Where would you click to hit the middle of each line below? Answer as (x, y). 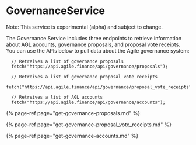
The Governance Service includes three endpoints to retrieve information (94, 38)
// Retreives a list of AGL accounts (57, 97)
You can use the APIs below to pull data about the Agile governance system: (98, 50)
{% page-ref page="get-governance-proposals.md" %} (73, 113)
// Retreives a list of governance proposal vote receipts (85, 77)
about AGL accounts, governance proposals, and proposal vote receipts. (93, 44)
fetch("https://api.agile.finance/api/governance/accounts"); (88, 102)
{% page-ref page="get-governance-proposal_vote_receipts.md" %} (89, 125)
